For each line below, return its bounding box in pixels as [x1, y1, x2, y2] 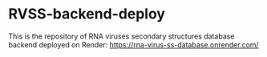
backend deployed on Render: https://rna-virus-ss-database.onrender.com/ [8, 39, 259, 49]
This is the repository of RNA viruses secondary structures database [8, 31, 235, 41]
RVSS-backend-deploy [8, 5, 166, 23]
